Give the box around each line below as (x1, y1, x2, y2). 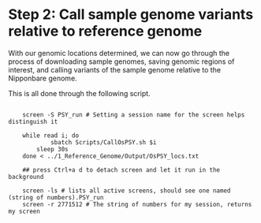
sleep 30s (36, 145, 69, 153)
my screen (8, 207, 41, 215)
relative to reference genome (8, 22, 203, 40)
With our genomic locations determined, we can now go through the (8, 48, 230, 58)
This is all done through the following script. (8, 88, 151, 98)
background (8, 173, 44, 180)
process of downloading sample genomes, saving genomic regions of (8, 57, 235, 66)
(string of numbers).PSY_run (8, 193, 104, 202)
